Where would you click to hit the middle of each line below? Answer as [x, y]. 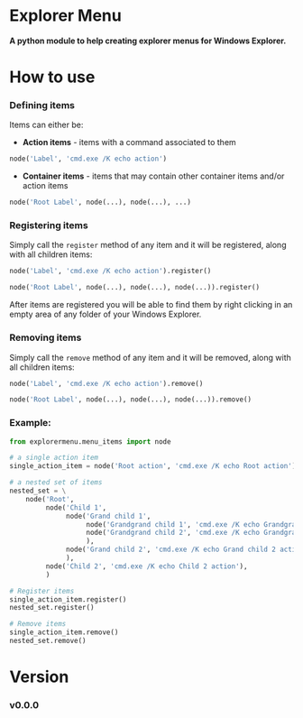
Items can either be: [46, 125]
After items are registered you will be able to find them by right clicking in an [151, 305]
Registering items [49, 226]
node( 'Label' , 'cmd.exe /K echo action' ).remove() [106, 383]
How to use [52, 77]
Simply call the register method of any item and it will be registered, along [148, 245]
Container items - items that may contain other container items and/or [153, 176]
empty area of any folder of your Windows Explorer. [106, 314]
